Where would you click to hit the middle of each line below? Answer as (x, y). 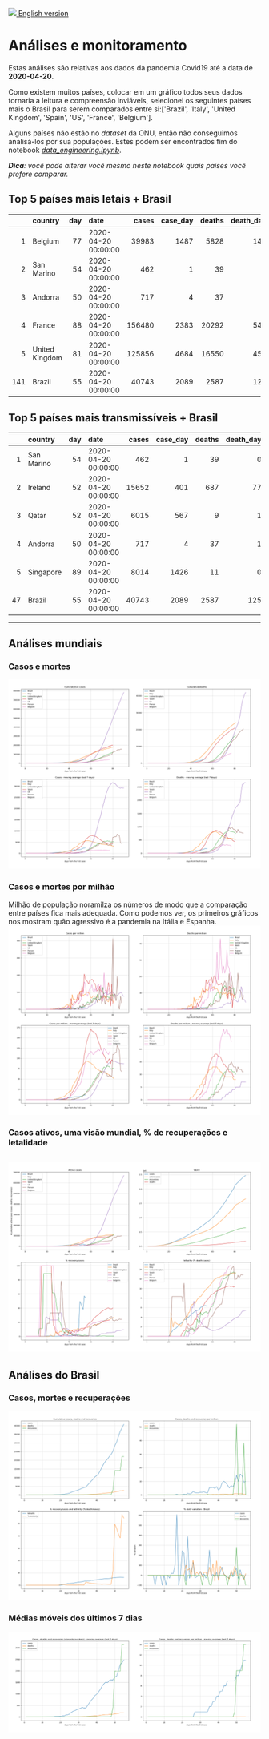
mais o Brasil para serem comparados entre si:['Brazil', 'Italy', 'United (122, 109)
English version (44, 13)
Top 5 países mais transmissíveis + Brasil (113, 418)
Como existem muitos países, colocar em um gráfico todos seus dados (125, 91)
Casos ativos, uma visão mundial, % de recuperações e (118, 1133)
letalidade (28, 1143)
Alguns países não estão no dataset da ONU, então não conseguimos (123, 133)
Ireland (39, 488)
